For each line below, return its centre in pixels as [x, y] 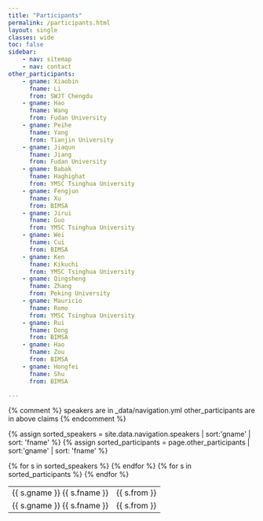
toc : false [26, 45]
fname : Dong [48, 330]
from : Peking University [69, 294]
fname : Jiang [50, 154]
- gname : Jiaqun [49, 147]
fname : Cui [47, 242]
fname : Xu [45, 198]
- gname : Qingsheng [54, 279]
